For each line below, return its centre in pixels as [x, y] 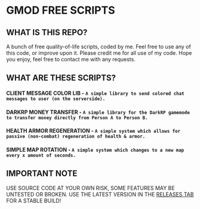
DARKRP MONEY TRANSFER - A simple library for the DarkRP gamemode [98, 112]
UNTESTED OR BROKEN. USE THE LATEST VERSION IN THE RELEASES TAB [100, 194]
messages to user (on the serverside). [56, 99]
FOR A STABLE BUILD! [34, 201]
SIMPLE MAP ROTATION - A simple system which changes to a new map [95, 149]
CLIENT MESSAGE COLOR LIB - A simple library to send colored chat [96, 93]
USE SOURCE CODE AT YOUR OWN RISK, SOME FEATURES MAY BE [90, 188]
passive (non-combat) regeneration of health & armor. [76, 137]
